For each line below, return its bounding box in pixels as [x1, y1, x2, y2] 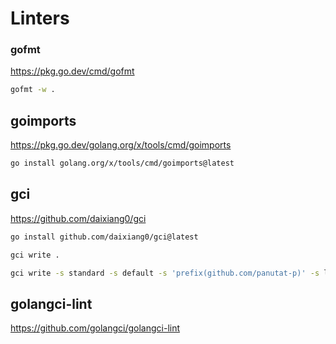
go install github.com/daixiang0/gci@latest [10, 232, 199, 242]
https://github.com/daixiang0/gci [10, 212, 147, 224]
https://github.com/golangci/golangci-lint [10, 322, 181, 334]
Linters [10, 7, 70, 30]
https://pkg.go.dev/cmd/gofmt [10, 65, 135, 77]
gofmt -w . [10, 85, 56, 95]
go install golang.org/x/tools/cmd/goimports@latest [10, 158, 235, 169]
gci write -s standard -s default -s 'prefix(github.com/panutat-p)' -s [10, 268, 320, 278]
